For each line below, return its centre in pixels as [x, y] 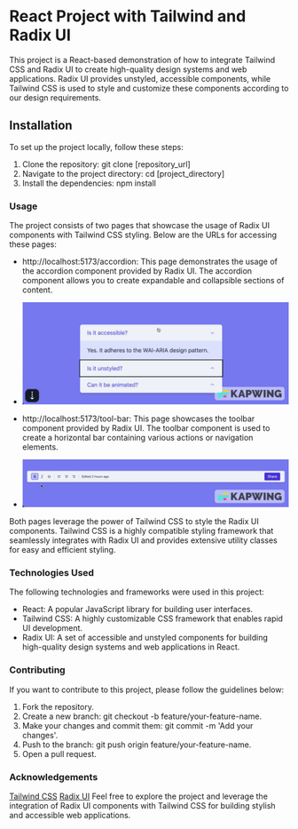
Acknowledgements [54, 777]
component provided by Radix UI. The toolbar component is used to [146, 427]
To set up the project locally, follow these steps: [97, 147]
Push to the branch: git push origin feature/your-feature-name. [137, 745]
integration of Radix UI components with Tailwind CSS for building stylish [143, 806]
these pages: [33, 244]
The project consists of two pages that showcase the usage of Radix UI [140, 226]
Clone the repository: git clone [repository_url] [106, 164]
